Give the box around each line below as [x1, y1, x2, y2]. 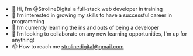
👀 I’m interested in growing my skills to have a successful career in [11, 12, 173, 19]
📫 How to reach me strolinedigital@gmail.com [11, 43, 124, 50]
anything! [11, 37, 35, 43]
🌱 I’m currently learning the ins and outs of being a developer [11, 24, 160, 31]
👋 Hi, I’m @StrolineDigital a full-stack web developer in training [11, 6, 163, 12]
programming [11, 18, 45, 24]
